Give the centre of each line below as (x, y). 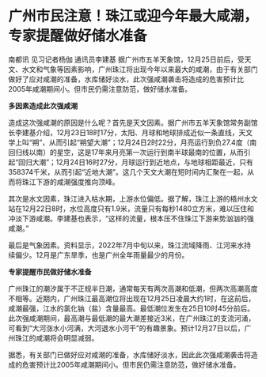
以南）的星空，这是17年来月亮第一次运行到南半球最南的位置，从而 (136, 152)
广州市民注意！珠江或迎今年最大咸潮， (133, 16)
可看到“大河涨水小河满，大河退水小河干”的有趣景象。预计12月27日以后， (127, 328)
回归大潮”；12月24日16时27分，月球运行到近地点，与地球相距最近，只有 (136, 162)
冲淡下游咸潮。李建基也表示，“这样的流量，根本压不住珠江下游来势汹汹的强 (131, 218)
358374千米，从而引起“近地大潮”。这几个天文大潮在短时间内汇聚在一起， (128, 172)
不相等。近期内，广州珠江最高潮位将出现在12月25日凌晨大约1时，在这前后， (132, 298)
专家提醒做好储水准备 (78, 36)
